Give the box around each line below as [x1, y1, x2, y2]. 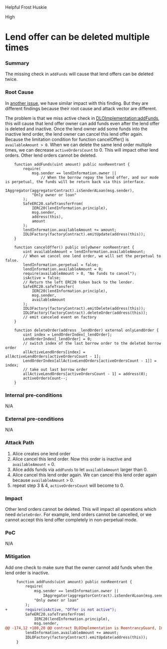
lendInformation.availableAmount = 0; [23, 266, 103, 271]
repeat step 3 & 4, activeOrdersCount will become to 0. [12, 482, 124, 488]
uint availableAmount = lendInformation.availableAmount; [23, 249, 146, 254]
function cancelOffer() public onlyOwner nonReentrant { [14, 244, 135, 250]
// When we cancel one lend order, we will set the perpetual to [23, 253, 162, 258]
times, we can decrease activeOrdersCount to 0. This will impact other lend [5, 147, 159, 153]
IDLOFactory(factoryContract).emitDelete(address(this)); [23, 306, 146, 311]
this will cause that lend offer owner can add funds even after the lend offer [5, 120, 160, 126]
